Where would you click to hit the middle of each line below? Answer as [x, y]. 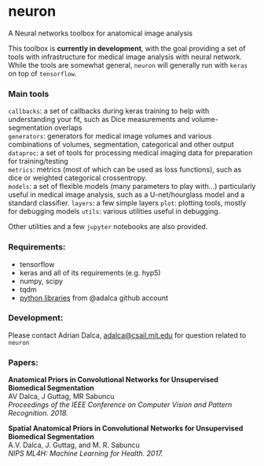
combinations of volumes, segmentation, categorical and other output [121, 145]
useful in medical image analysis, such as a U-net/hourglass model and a [126, 194]
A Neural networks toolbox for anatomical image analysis [101, 33]
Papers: [24, 362]
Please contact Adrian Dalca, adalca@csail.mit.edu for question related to [127, 335]
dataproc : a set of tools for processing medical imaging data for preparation [130, 153]
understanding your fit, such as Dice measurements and [99, 120]
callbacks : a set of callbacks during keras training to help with [109, 111]
